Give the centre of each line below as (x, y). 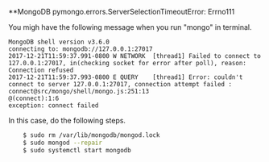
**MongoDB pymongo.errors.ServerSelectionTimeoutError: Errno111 (122, 12)
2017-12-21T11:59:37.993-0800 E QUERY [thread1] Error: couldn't (126, 77)
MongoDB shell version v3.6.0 (59, 42)
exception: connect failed (54, 106)
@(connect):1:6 (34, 98)
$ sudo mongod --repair (63, 143)
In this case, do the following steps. (67, 120)
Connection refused (41, 70)
